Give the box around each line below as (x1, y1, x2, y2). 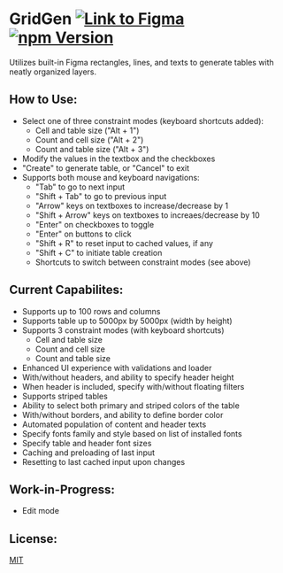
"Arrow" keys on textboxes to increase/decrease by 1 (34, 200, 229, 211)
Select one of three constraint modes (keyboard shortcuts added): (21, 115, 264, 126)
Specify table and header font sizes (21, 437, 152, 448)
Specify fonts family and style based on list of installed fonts (21, 428, 242, 438)
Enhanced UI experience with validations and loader (21, 362, 212, 373)
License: (9, 531, 57, 546)
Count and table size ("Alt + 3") (34, 143, 149, 154)
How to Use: (9, 92, 78, 107)
